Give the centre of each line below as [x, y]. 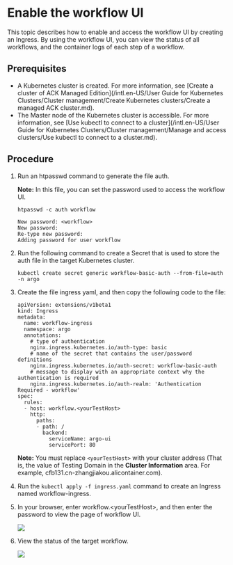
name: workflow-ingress [58, 323]
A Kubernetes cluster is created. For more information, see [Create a [115, 86]
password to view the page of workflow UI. [79, 514]
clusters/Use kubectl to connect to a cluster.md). [87, 137]
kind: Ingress [38, 311]
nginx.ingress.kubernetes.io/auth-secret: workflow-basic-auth [123, 366]
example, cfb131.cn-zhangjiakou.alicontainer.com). [90, 472]
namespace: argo [47, 329]
